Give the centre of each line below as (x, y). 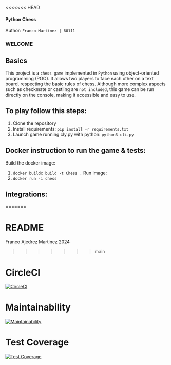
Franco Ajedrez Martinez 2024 (38, 242)
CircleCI (23, 272)
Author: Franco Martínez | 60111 (40, 31)
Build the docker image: (30, 163)
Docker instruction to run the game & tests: (76, 150)
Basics (16, 60)
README (25, 227)
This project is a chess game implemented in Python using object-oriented (82, 73)
